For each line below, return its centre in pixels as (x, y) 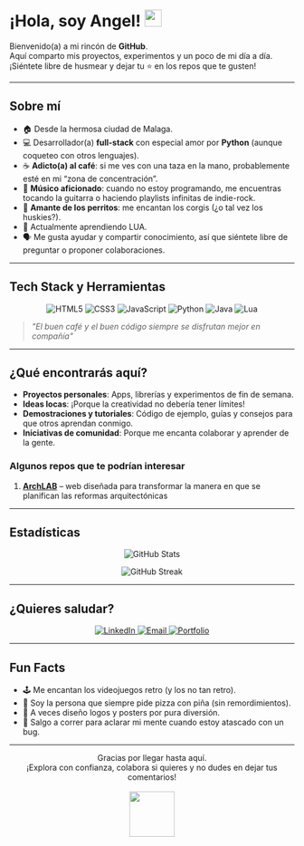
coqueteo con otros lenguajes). (81, 155)
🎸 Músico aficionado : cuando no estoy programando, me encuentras (152, 188)
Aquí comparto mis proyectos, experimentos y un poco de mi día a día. (141, 55)
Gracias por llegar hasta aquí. (152, 758)
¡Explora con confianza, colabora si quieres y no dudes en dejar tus (152, 768)
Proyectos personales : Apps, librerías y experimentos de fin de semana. (158, 395)
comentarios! (152, 777)
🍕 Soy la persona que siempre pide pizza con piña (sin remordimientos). (157, 703)
